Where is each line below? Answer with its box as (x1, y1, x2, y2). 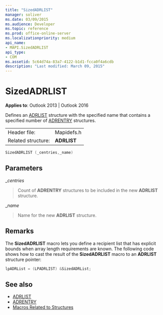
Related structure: (8, 137, 50, 144)
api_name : (5, 40, 26, 46)
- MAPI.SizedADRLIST (5, 45, 49, 50)
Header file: (8, 129, 36, 136)
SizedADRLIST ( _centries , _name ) (5, 150, 73, 155)
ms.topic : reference (5, 26, 49, 31)
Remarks (5, 227, 34, 236)
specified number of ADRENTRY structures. (5, 117, 96, 124)
